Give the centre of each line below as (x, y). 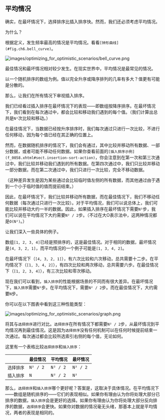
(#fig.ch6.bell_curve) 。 (30, 49)
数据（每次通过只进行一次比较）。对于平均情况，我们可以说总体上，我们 (81, 203)
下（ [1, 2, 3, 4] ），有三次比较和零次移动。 (50, 271)
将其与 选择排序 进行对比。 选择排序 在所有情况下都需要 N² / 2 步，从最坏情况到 (80, 324)
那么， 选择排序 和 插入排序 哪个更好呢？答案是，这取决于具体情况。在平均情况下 (82, 388)
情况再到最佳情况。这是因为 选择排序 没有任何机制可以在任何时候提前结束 (81, 330)
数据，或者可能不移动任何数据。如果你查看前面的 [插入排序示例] (72, 151)
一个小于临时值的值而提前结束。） (42, 186)
